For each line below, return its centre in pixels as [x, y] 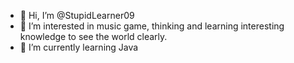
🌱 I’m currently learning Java [79, 47]
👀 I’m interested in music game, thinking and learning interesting [152, 26]
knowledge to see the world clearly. [93, 36]
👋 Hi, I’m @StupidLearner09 [77, 15]
